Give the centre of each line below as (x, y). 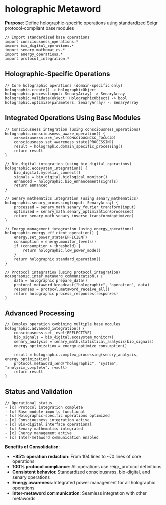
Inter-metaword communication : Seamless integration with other (80, 493)
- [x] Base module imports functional (45, 412)
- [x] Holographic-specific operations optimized (57, 416)
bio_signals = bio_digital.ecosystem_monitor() (64, 337)
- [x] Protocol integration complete (44, 407)
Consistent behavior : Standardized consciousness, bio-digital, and (81, 472)
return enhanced (31, 185)
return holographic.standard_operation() (57, 259)
